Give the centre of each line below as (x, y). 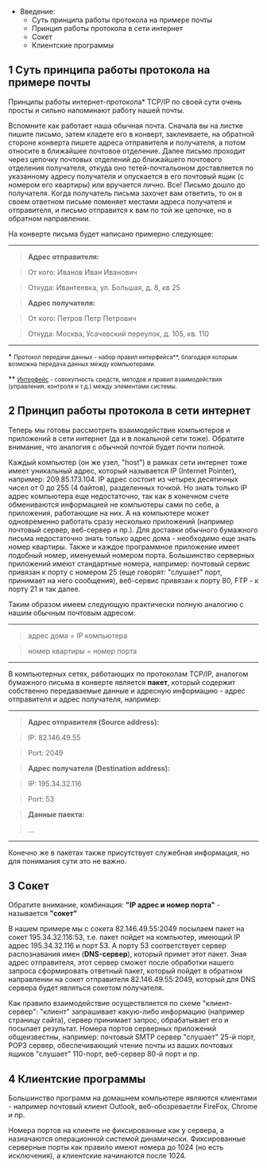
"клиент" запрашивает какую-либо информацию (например (142, 1011)
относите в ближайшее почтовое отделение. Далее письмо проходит (127, 151)
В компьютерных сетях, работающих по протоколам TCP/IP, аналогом (128, 674)
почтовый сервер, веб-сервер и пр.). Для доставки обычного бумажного (133, 530)
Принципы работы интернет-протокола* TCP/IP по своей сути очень (125, 102)
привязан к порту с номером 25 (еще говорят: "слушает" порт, (115, 572)
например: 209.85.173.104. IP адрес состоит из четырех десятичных (123, 479)
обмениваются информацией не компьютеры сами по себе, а (114, 505)
